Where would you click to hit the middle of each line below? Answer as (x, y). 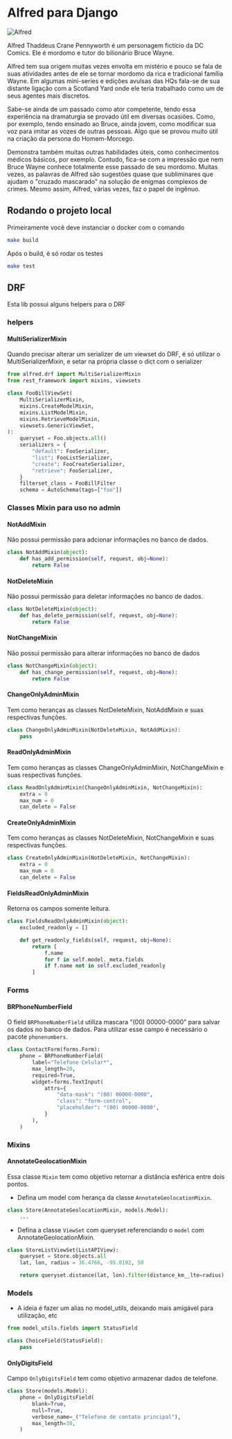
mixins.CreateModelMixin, (57, 406)
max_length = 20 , (54, 1069)
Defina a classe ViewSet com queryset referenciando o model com (110, 1230)
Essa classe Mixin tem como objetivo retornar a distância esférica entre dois (116, 1176)
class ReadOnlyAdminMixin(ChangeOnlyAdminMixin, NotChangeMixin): (105, 787)
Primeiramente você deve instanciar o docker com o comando (96, 227)
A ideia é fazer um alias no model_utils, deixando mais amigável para (115, 1308)
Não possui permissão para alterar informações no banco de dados (104, 653)
